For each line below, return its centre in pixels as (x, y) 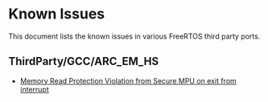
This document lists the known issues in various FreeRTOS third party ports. (134, 36)
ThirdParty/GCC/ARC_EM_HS (84, 61)
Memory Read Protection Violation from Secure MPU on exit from (128, 80)
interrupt (35, 89)
